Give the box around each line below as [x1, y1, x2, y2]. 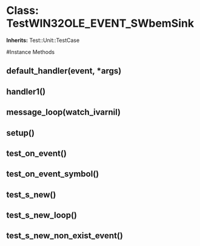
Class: [6, 4, 39, 18]
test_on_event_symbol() [6, 169, 99, 179]
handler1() [6, 86, 46, 97]
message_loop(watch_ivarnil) [6, 107, 121, 118]
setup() [6, 128, 35, 138]
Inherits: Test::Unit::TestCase [6, 36, 80, 44]
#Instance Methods [6, 48, 55, 55]
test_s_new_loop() [6, 210, 78, 221]
